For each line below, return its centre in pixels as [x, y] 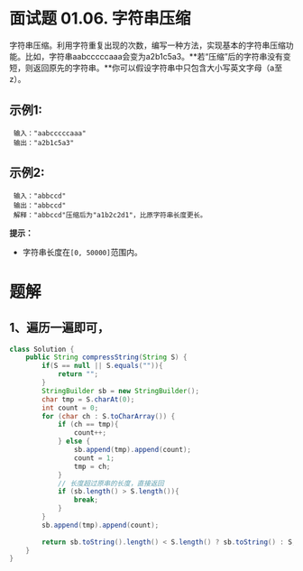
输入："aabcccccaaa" [50, 133]
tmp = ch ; [92, 466]
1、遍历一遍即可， [60, 328]
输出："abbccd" [40, 205]
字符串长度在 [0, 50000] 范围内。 [82, 252]
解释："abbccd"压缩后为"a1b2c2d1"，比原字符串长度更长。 [110, 215]
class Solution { [42, 349]
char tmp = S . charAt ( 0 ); [88, 399]
